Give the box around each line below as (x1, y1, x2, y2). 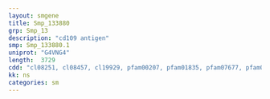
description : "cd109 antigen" (8, 34, 110, 42)
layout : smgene (8, 11, 59, 20)
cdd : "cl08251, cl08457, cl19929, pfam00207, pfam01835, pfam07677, (8, 64, 243, 72)
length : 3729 (8, 57, 56, 65)
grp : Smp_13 (8, 26, 48, 34)
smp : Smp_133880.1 (8, 42, 70, 49)
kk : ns (8, 71, 31, 79)
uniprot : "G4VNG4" (8, 49, 70, 57)
